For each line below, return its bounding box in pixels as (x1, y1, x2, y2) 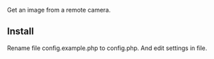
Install (7, 25, 34, 37)
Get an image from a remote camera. (7, 6, 111, 14)
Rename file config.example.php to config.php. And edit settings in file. (7, 44, 207, 52)
